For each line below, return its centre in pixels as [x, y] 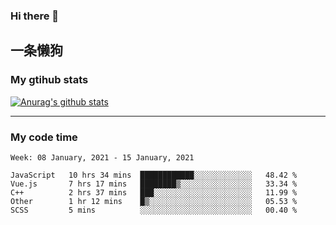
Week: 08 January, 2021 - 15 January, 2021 [102, 157]
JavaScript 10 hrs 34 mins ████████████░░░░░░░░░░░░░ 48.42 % [154, 175]
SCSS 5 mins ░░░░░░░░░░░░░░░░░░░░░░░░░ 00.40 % [154, 210]
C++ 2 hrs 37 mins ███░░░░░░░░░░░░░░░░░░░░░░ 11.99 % [154, 192]
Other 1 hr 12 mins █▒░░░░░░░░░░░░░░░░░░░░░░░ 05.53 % [154, 201]
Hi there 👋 [35, 16]
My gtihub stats [49, 80]
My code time [44, 137]
